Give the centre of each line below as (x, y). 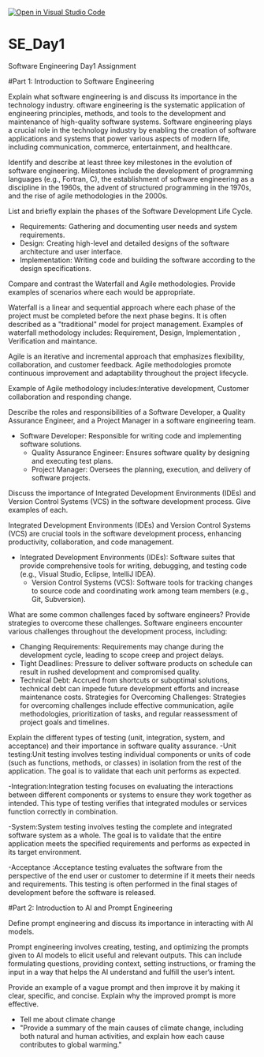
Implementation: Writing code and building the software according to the (138, 260)
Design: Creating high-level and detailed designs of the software (125, 243)
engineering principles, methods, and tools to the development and (117, 113)
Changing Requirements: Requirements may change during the (122, 646)
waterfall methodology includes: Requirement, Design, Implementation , (124, 333)
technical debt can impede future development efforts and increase (129, 688)
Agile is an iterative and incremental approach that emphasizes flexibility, (126, 356)
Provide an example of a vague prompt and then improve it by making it (124, 987)
